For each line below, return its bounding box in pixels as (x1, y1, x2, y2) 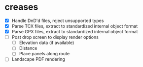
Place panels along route (19, 51, 70, 57)
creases (4, 1, 38, 13)
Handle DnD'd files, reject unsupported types (11, 18, 104, 23)
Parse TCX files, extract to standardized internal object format (11, 23, 138, 29)
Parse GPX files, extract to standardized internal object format (11, 29, 138, 35)
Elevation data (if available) (19, 40, 74, 45)
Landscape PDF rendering (11, 56, 65, 62)
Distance (19, 45, 37, 51)
